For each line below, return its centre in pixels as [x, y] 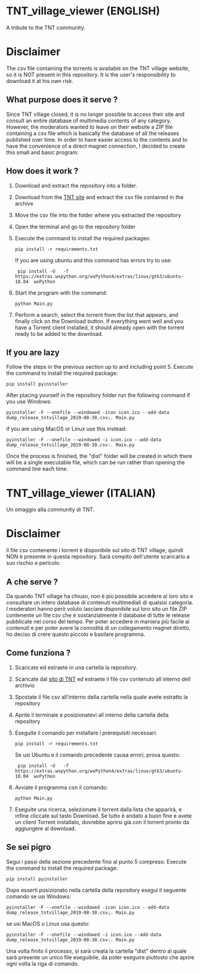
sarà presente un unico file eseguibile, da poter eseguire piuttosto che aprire [100, 957]
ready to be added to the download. [59, 333]
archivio [25, 685]
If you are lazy [33, 352]
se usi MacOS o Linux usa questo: [48, 923]
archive [24, 203]
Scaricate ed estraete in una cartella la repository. [76, 667]
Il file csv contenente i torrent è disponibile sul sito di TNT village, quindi [95, 550]
